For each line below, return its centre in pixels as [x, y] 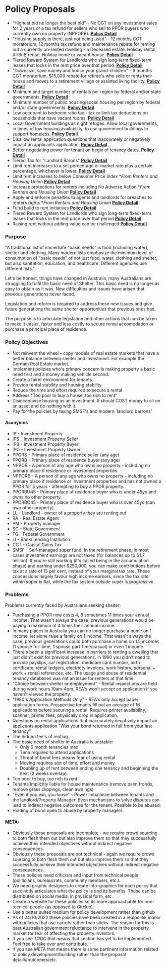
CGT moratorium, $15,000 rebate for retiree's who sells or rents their [82, 76]
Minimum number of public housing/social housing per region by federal [86, 102]
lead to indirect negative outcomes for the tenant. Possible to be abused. [86, 805]
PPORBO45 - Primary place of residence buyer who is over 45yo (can [83, 502]
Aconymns [17, 423]
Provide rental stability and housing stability [57, 385]
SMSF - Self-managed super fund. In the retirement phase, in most [81, 550]
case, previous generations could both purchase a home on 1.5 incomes [86, 641]
